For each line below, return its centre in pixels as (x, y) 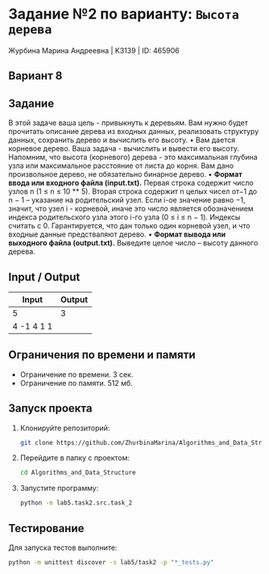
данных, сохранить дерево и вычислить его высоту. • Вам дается (122, 140)
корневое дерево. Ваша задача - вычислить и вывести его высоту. (124, 149)
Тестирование (46, 528)
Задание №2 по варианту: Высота (124, 14)
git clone (37, 442)
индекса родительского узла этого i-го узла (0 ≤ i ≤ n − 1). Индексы (124, 217)
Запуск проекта (50, 409)
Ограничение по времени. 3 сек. (77, 374)
